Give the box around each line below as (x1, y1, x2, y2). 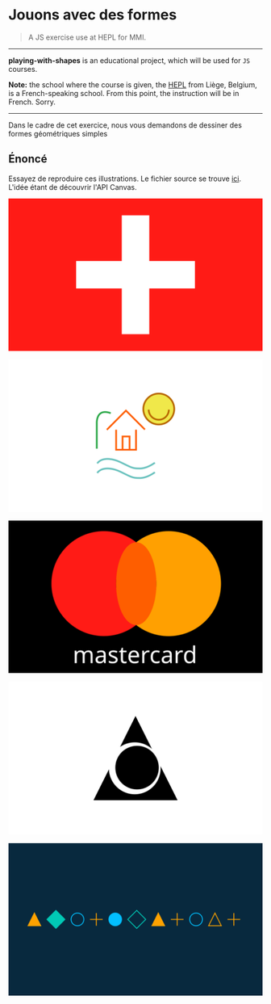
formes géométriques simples (8, 128, 108, 138)
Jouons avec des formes (8, 6, 177, 24)
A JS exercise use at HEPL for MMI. (27, 32, 147, 42)
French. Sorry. (8, 97, 56, 107)
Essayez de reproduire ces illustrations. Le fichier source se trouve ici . (8, 174, 242, 183)
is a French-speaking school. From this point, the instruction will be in (8, 88, 240, 98)
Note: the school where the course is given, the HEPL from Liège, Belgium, (8, 79, 257, 90)
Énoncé (8, 152, 48, 166)
